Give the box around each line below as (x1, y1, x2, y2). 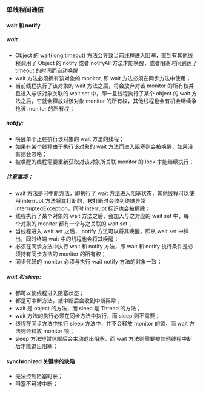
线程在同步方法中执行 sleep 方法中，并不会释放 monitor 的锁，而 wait (15, 320, 188, 327)
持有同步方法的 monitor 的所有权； (20, 250, 107, 258)
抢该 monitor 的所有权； (15, 105, 75, 112)
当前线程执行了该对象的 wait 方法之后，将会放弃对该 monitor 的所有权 (15, 82, 189, 89)
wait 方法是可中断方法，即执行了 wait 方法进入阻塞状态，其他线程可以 (15, 190, 190, 197)
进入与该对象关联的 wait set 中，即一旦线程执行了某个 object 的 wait (20, 90, 191, 97)
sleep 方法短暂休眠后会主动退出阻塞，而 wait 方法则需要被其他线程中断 (15, 335, 193, 343)
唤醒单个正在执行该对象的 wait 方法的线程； (15, 135, 124, 143)
